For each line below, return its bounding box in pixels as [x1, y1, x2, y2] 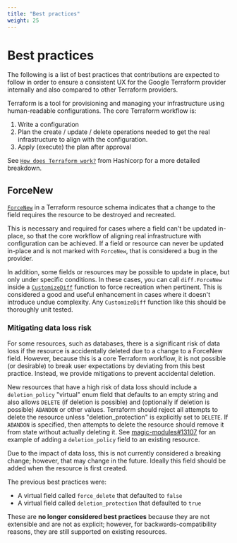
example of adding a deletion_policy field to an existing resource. [7, 435, 200, 444]
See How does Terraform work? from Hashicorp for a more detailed [7, 157, 200, 165]
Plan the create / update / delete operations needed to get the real [17, 128, 210, 136]
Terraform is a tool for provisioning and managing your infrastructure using [7, 99, 225, 108]
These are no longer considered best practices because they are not [7, 512, 210, 520]
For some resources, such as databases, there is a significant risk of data [7, 339, 221, 348]
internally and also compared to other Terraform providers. [7, 85, 178, 94]
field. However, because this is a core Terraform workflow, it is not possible [7, 354, 226, 362]
